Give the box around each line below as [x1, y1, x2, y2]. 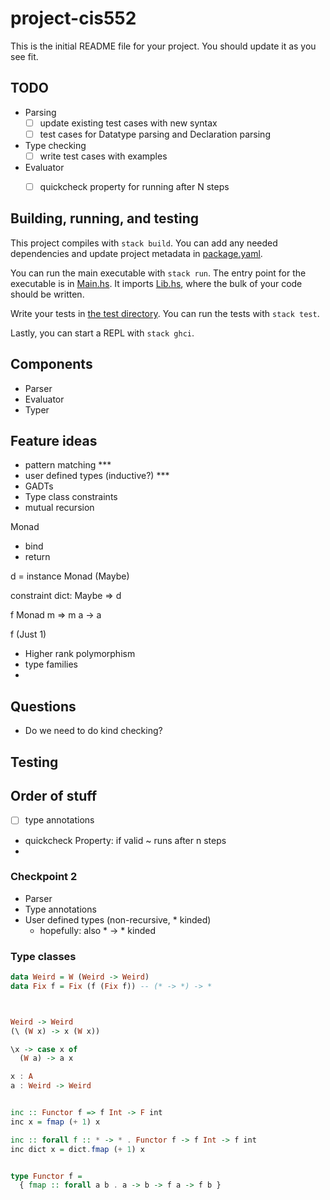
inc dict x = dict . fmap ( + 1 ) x [10, 1144, 145, 1154]
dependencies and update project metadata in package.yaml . [10, 247, 263, 259]
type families [24, 658, 79, 671]
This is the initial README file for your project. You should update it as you [10, 40, 317, 52]
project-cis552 [10, 7, 137, 30]
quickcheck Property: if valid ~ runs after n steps [24, 834, 227, 846]
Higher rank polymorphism [24, 648, 136, 660]
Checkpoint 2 [10, 870, 78, 884]
